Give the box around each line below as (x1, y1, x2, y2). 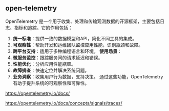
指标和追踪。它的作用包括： (14, 24, 73, 31)
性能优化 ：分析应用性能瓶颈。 (12, 61, 76, 67)
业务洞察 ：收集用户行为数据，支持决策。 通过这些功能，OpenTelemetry (12, 73, 163, 79)
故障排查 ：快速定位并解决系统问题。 (12, 67, 90, 73)
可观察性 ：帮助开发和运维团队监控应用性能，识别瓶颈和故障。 (12, 42, 143, 48)
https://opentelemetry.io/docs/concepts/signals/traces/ (5, 100, 122, 106)
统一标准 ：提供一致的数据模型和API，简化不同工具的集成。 (12, 35, 137, 41)
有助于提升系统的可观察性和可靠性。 (12, 80, 90, 86)
